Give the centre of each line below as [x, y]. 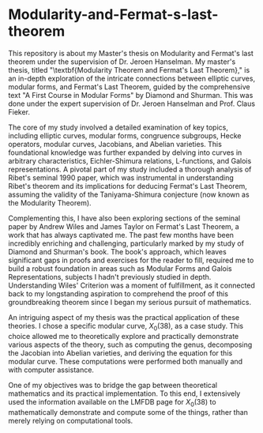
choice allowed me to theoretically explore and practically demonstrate [124, 336]
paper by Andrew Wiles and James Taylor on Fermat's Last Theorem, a [124, 226]
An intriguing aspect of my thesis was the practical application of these [124, 317]
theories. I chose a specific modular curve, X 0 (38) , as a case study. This [126, 327]
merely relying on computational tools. [71, 420]
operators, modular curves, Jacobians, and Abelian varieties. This [115, 144]
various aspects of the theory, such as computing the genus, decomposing [130, 345]
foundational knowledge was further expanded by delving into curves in [125, 152]
